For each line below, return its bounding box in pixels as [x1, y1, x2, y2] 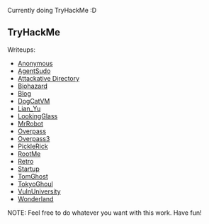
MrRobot [17, 119, 44, 128]
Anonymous [17, 59, 53, 67]
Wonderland [17, 194, 54, 203]
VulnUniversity [17, 187, 62, 196]
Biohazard [17, 82, 48, 90]
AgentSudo [17, 67, 51, 75]
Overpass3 [17, 134, 50, 142]
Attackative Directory [17, 74, 80, 82]
